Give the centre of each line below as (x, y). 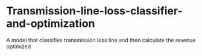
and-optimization (51, 24)
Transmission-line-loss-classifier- (94, 11)
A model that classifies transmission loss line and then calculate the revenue (101, 40)
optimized (19, 46)
